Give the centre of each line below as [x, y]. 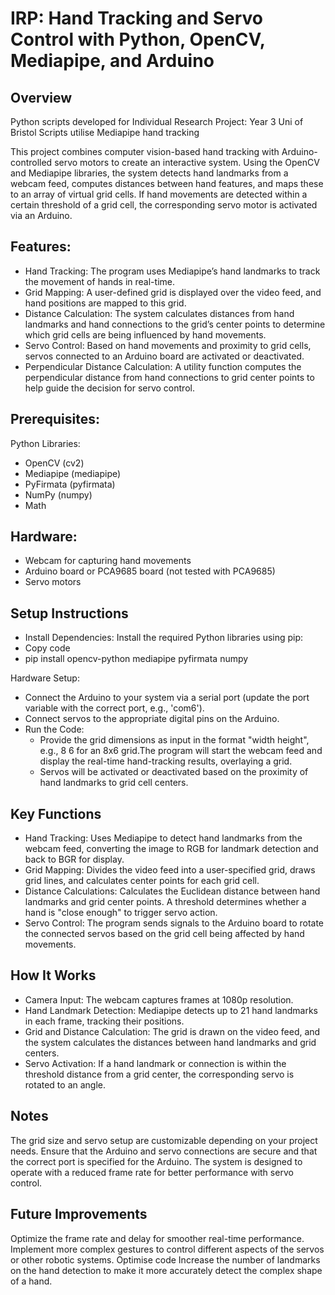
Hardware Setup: [45, 678]
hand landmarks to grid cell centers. [114, 783]
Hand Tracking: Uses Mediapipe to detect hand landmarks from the [163, 838]
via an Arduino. [41, 215]
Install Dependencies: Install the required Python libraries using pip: [164, 638]
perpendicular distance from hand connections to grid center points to [169, 377]
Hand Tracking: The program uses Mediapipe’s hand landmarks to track [172, 271]
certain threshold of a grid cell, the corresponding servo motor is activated [164, 205]
